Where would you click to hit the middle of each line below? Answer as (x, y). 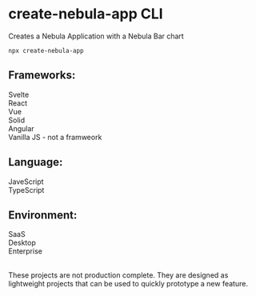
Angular (21, 128)
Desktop (22, 243)
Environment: (43, 215)
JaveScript (26, 182)
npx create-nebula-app (46, 50)
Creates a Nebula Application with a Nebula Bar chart (96, 36)
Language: (36, 162)
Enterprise (25, 251)
